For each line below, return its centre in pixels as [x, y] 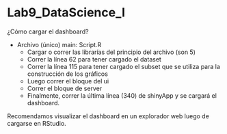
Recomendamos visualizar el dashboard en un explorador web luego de [108, 116]
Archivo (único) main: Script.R [59, 44]
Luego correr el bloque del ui [68, 81]
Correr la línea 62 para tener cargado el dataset [94, 59]
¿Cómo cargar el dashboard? [48, 31]
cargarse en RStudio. [37, 123]
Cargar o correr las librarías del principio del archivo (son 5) [111, 52]
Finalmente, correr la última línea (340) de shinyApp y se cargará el [122, 95]
